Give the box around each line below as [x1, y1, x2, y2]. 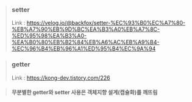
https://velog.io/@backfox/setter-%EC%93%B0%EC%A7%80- [26, 19, 186, 27]
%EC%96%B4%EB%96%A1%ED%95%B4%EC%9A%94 [11, 45, 156, 52]
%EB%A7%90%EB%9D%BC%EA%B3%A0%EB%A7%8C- [11, 25, 160, 33]
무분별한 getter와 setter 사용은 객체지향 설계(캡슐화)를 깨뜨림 [11, 89, 158, 96]
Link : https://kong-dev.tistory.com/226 [11, 74, 110, 81]
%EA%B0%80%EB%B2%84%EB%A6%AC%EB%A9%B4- [11, 39, 160, 46]
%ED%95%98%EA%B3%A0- [11, 32, 87, 39]
